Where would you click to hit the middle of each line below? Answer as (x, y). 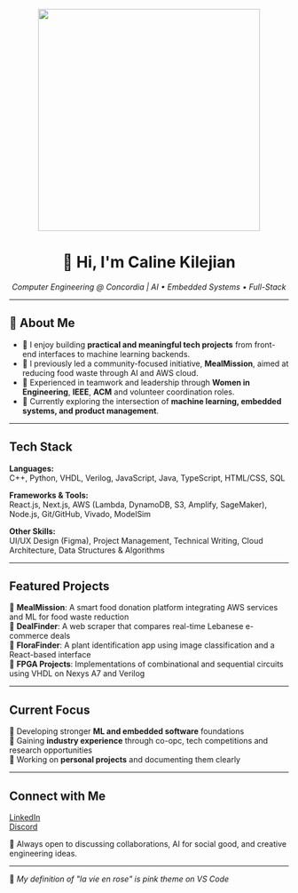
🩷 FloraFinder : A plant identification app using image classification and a (142, 645)
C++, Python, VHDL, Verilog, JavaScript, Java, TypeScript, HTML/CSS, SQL (147, 478)
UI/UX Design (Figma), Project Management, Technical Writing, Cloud (136, 540)
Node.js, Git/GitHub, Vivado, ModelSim (80, 514)
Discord (24, 827)
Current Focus (50, 710)
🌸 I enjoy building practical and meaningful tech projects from (137, 344)
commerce (29, 636)
